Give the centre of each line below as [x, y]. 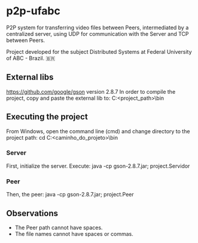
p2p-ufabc [33, 11]
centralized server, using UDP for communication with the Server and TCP [98, 33]
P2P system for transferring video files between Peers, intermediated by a [98, 27]
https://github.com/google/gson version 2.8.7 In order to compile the [91, 91]
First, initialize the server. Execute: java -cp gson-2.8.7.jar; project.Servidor [98, 166]
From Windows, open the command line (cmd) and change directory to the [98, 131]
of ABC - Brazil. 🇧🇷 [31, 58]
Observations [32, 213]
